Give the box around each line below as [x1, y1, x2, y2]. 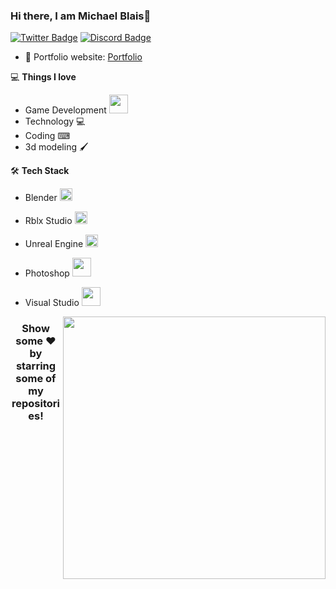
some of [15, 372, 57, 386]
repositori [11, 397, 60, 411]
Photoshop [24, 267, 70, 279]
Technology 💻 [24, 115, 86, 128]
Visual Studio [24, 297, 80, 309]
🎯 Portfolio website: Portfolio [24, 51, 143, 63]
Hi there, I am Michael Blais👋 [10, 9, 152, 23]
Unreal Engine [24, 238, 84, 250]
